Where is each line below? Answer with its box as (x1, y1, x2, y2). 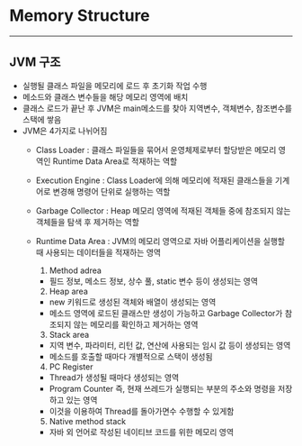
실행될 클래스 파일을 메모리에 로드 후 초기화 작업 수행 (22, 80, 208, 91)
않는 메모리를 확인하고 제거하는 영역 (73, 319, 199, 330)
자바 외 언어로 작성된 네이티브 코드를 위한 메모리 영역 (49, 426, 235, 437)
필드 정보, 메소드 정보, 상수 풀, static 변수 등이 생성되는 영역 (49, 276, 259, 287)
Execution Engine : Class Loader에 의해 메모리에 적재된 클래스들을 (35, 175, 273, 186)
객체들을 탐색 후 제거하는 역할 (35, 216, 139, 227)
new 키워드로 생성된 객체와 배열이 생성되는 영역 (49, 296, 217, 307)
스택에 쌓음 (22, 114, 62, 124)
